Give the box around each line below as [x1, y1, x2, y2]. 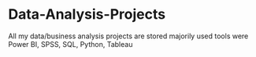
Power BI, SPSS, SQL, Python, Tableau [8, 39, 133, 48]
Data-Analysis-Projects [8, 5, 166, 23]
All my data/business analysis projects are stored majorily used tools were [8, 31, 249, 41]
